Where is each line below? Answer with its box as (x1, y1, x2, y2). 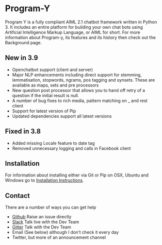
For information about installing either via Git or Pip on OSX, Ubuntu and (5, 172, 149, 178)
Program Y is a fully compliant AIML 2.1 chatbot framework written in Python (5, 19, 158, 25)
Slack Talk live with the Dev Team (12, 219, 79, 225)
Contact (5, 192, 30, 200)
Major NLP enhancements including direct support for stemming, (12, 71, 142, 78)
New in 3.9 (5, 54, 38, 62)
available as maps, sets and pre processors (12, 82, 99, 88)
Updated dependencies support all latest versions (12, 113, 112, 119)
